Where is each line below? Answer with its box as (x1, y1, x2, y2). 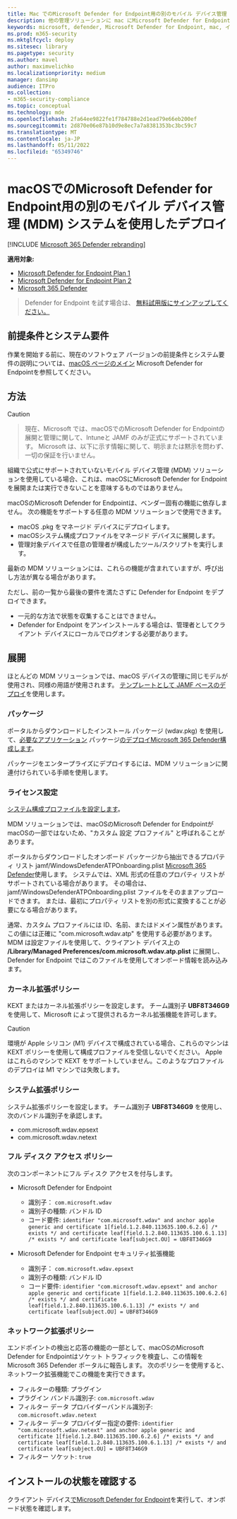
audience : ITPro (7, 83, 55, 90)
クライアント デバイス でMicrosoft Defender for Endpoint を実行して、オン (7, 1495, 220, 1503)
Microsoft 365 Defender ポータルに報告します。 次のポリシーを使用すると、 (7, 1361, 228, 1370)
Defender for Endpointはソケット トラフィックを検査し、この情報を (7, 1352, 203, 1361)
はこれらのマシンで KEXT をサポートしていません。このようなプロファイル (7, 1057, 224, 1065)
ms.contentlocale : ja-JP (7, 135, 80, 142)
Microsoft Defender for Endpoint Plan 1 (17, 269, 130, 277)
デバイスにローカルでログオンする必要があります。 (44, 629, 192, 638)
